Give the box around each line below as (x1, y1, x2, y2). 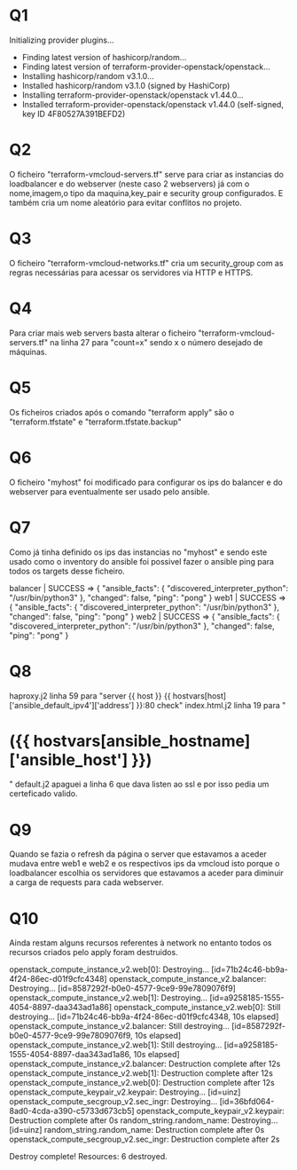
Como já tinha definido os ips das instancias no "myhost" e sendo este (9, 547, 268, 557)
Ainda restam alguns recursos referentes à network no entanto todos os (9, 937, 272, 948)
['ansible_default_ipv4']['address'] (9, 700, 135, 710)
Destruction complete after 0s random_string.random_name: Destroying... (9, 1115, 278, 1126)
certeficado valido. (9, 788, 78, 799)
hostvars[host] (172, 690, 227, 701)
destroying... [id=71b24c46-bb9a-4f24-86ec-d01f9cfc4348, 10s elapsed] (9, 1011, 279, 1022)
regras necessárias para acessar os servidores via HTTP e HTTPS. (9, 267, 254, 278)
